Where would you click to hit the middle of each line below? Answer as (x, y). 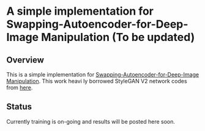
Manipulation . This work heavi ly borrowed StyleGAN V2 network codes (97, 81)
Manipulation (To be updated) (118, 37)
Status (19, 107)
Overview (25, 60)
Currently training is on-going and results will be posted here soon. (91, 121)
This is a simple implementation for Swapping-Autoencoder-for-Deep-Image (103, 74)
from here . (20, 88)
